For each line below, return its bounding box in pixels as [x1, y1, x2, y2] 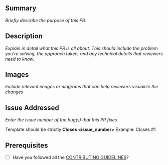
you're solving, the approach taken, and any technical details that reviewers [5, 50, 163, 57]
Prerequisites [5, 141, 48, 149]
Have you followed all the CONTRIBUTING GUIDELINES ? [12, 154, 129, 160]
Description [5, 32, 43, 41]
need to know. [5, 56, 35, 62]
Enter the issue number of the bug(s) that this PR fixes [5, 117, 117, 123]
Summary [5, 4, 37, 13]
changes [5, 89, 24, 95]
